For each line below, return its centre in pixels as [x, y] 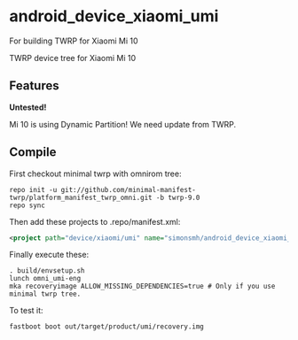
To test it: [26, 311]
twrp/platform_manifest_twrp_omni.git [81, 197]
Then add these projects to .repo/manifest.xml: [95, 221]
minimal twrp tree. [45, 294]
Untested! [28, 107]
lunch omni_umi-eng [45, 279]
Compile [33, 152]
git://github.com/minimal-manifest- [129, 189]
